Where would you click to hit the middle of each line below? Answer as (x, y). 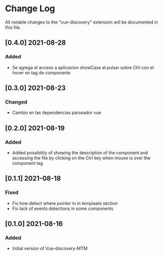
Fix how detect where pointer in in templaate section (65, 203)
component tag (27, 163)
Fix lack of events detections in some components (63, 208)
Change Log (30, 9)
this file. (13, 27)
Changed (16, 102)
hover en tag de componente (41, 73)
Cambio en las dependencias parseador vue (57, 113)
